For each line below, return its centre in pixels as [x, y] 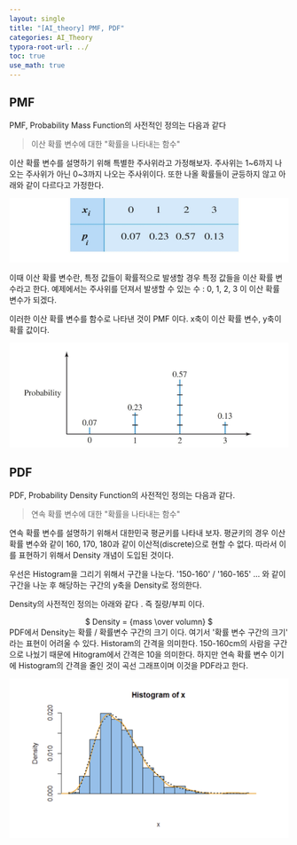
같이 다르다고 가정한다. [65, 185]
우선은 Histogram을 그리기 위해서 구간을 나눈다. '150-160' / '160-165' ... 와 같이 [148, 573]
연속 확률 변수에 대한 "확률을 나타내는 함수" [106, 514]
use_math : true [37, 66]
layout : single [37, 19]
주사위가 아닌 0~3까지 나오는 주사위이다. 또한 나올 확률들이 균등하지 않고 [151, 174]
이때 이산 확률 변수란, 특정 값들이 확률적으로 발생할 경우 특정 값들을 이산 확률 [141, 278]
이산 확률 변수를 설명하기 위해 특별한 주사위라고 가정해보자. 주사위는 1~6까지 [141, 162]
